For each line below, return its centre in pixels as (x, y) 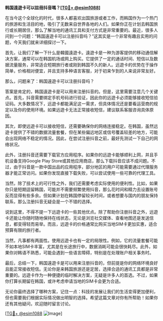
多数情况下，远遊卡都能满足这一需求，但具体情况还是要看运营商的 (88, 104)
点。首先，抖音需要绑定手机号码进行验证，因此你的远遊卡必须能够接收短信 (79, 98)
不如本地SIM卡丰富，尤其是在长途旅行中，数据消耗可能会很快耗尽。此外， (79, 247)
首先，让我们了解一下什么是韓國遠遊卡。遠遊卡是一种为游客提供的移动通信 (79, 53)
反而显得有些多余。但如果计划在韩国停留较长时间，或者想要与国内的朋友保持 (81, 196)
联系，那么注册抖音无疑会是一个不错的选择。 (50, 202)
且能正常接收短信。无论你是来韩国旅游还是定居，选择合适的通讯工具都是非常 (81, 269)
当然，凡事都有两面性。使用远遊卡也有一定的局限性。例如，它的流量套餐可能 (81, 241)
